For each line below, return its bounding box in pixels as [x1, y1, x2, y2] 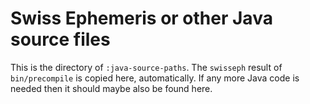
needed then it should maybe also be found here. [10, 82, 213, 94]
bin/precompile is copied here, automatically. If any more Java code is [10, 72, 300, 84]
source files [10, 28, 111, 51]
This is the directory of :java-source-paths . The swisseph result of [10, 61, 283, 73]
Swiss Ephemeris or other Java [10, 7, 273, 30]
